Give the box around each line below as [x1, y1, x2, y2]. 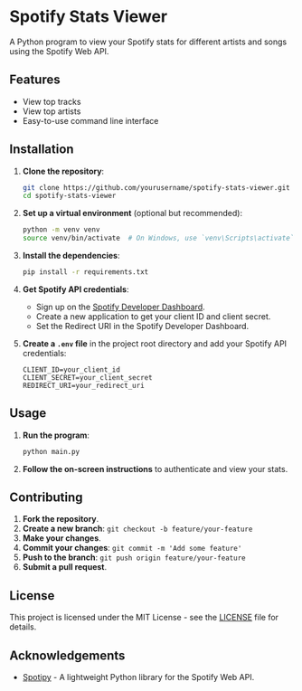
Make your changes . [22, 533, 101, 544]
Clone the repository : [22, 166, 105, 176]
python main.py [22, 447, 80, 456]
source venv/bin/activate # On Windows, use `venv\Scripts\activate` [22, 233, 295, 243]
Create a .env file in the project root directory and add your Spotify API [22, 337, 288, 349]
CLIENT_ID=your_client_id [22, 364, 120, 374]
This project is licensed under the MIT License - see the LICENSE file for [9, 612, 278, 623]
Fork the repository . [22, 514, 99, 525]
